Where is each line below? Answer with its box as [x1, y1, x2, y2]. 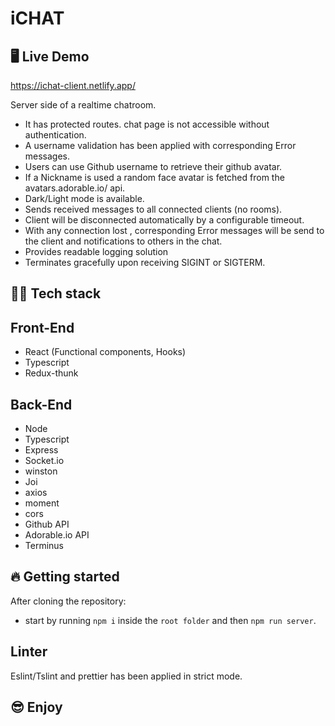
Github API [24, 518, 70, 531]
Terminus [24, 540, 64, 552]
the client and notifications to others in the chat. [24, 235, 223, 247]
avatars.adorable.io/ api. [24, 182, 126, 194]
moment [24, 497, 60, 509]
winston [24, 465, 58, 477]
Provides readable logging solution [24, 246, 169, 257]
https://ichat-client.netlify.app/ [10, 80, 136, 91]
